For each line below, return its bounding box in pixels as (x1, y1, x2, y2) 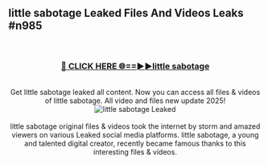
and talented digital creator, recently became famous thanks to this (23, 138, 247, 148)
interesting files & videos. (93, 147, 177, 157)
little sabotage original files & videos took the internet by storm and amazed (10, 122, 261, 131)
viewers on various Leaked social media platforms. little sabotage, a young (11, 130, 259, 140)
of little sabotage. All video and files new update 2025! (44, 96, 226, 105)
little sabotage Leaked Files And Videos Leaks (8, 6, 244, 20)
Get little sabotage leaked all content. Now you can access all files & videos (10, 88, 261, 97)
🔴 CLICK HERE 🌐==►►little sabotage (60, 60, 210, 72)
